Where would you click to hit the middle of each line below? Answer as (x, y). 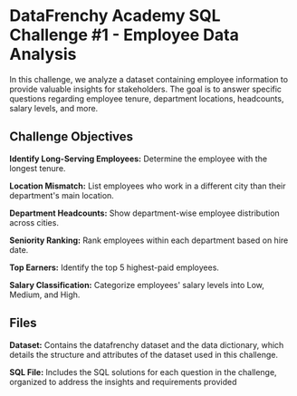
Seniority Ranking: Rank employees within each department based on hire (149, 240)
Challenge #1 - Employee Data (125, 35)
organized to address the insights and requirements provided (123, 382)
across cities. (34, 222)
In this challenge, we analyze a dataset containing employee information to (148, 79)
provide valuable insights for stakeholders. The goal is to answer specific (146, 89)
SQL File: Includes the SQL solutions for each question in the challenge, (144, 372)
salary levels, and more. (54, 108)
